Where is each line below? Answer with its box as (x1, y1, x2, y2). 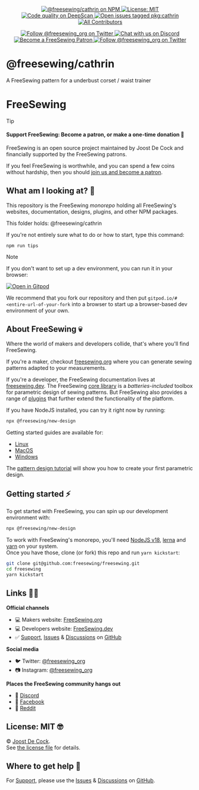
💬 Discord (14, 692, 39, 699)
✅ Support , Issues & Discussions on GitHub (14, 633, 122, 641)
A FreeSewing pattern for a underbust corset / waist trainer (6, 76, 151, 84)
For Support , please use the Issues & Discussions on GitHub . (6, 777, 156, 784)
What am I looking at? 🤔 (6, 186, 95, 196)
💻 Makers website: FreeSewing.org (14, 616, 102, 623)
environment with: (6, 514, 51, 521)
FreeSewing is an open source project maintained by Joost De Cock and (6, 144, 184, 152)
